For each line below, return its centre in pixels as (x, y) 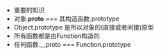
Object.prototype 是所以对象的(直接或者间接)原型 (84, 27)
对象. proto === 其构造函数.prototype (67, 19)
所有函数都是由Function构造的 (57, 36)
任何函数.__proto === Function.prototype (72, 44)
